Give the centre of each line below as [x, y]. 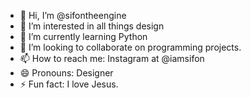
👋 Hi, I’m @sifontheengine [73, 15]
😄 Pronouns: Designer [66, 73]
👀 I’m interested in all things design [92, 26]
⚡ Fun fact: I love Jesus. [69, 84]
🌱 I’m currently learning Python [83, 36]
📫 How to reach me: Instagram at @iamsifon [112, 58]
